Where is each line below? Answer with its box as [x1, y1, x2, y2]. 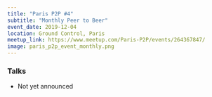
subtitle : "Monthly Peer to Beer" [7, 17, 109, 24]
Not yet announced [17, 82, 74, 91]
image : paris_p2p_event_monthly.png [7, 43, 114, 50]
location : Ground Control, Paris [7, 30, 105, 37]
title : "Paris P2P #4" [7, 10, 74, 18]
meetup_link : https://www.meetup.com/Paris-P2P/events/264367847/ [7, 37, 206, 44]
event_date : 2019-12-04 [7, 23, 77, 30]
